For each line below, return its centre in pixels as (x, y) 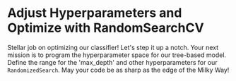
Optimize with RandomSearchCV (106, 28)
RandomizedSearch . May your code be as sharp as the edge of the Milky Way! (118, 70)
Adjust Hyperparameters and (95, 13)
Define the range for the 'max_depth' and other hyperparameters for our (112, 62)
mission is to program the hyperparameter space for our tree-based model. (117, 55)
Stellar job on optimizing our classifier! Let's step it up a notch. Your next (113, 47)
